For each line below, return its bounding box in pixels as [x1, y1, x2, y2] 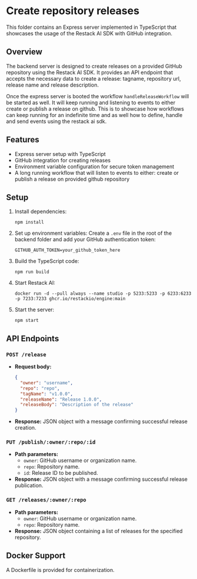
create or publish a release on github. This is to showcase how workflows [6, 105, 184, 112]
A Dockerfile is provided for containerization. [6, 566, 115, 573]
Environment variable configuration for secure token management [14, 163, 175, 170]
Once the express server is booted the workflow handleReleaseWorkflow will [6, 92, 189, 99]
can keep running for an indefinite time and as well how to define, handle [6, 111, 183, 118]
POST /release [6, 351, 46, 358]
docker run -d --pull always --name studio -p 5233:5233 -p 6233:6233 [14, 291, 192, 297]
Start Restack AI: [14, 279, 56, 287]
